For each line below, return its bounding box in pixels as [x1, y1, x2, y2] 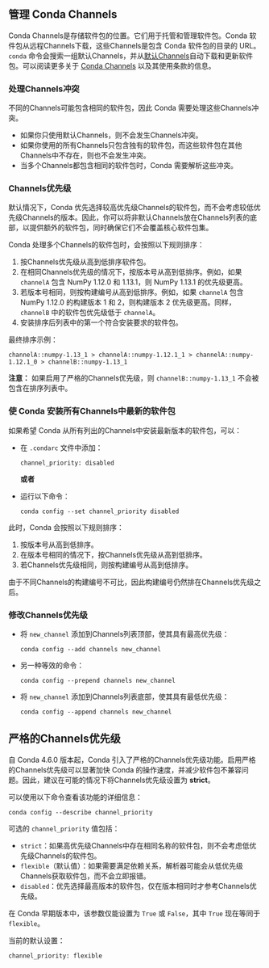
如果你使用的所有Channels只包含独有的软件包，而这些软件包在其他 [19, 141, 242, 150]
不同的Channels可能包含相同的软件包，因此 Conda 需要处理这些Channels [8, 103, 252, 113]
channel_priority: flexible [8, 952, 103, 960]
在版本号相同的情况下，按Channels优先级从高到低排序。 [19, 549, 207, 559]
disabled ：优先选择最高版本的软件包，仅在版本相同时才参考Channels [19, 881, 250, 890]
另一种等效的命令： [19, 661, 85, 670]
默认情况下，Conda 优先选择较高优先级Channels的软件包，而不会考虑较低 [8, 203, 255, 213]
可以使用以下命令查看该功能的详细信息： [8, 792, 143, 802]
